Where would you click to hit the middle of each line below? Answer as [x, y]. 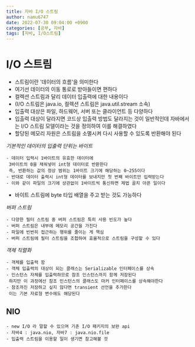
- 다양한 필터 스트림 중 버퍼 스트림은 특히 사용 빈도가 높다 [69, 220]
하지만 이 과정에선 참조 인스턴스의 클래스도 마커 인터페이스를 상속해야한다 [86, 281]
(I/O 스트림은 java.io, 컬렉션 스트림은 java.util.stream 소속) [82, 104]
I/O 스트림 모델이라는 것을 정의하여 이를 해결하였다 [79, 126]
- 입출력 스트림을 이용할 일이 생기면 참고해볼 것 [57, 339]
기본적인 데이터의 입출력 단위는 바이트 [49, 146]
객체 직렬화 [19, 250]
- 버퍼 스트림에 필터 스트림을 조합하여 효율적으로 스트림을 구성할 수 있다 [83, 239]
